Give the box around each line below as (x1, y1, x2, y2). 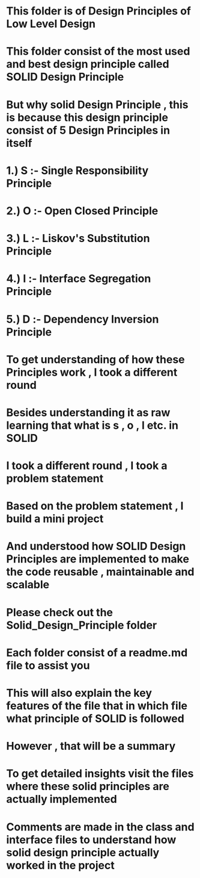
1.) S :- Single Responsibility (6, 164, 149, 177)
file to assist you (6, 658, 90, 672)
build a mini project (6, 512, 104, 526)
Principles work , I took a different (6, 366, 178, 379)
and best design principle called (6, 57, 169, 71)
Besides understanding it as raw (6, 405, 171, 419)
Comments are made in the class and (6, 820, 195, 833)
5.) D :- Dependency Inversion (6, 312, 159, 326)
